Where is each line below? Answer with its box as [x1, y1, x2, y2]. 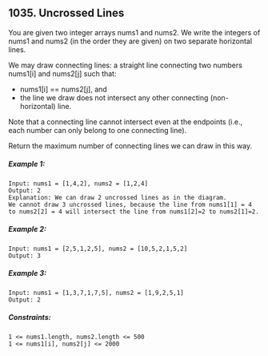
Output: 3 [8, 252, 42, 260]
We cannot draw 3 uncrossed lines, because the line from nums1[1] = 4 [8, 200, 252, 208]
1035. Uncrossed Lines [8, 6, 125, 20]
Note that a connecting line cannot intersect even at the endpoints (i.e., [8, 116, 242, 127]
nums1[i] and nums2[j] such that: [8, 68, 117, 79]
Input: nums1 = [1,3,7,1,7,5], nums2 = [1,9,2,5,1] [8, 289, 184, 297]
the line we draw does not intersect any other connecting [19, 92, 209, 103]
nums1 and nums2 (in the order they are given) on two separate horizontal [8, 36, 253, 46]
